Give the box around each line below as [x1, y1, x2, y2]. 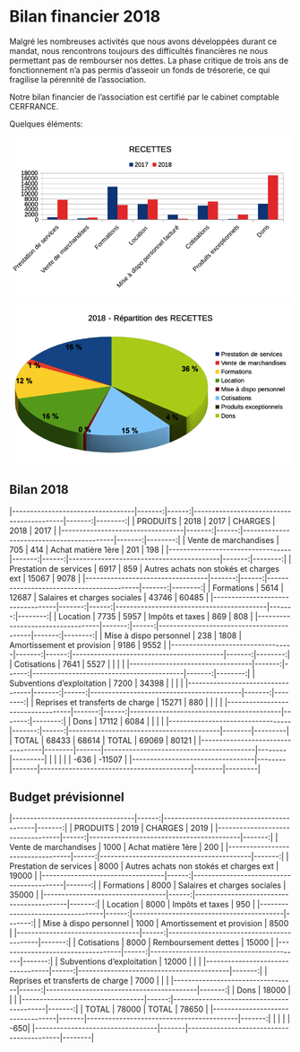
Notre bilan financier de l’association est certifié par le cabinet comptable [9, 92, 280, 102]
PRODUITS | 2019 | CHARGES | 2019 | [74, 823, 213, 834]
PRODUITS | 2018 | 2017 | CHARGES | [136, 515, 276, 526]
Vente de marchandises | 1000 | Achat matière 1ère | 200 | [9, 842, 224, 853]
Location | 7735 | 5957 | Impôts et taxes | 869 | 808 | [57, 610, 253, 621]
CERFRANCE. [9, 101, 59, 111]
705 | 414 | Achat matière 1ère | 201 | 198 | [9, 544, 164, 555]
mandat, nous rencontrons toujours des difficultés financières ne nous [9, 45, 269, 56]
